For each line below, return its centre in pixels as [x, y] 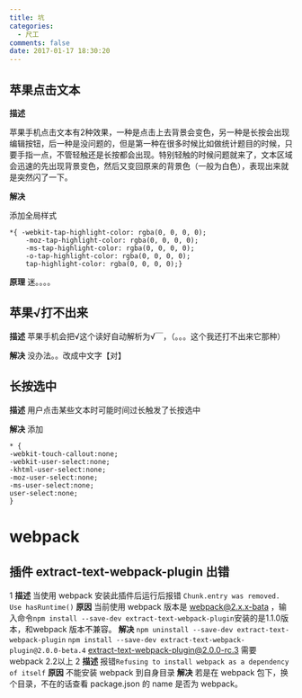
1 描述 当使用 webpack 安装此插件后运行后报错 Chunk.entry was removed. [145, 595]
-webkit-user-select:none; [60, 461]
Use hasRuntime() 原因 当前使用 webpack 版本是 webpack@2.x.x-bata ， [144, 606]
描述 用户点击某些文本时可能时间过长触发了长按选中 [105, 409]
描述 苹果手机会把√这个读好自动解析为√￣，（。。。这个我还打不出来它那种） [147, 336]
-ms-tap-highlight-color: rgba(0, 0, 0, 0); [110, 248]
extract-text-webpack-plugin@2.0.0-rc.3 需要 [173, 649]
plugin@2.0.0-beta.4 [48, 650]
